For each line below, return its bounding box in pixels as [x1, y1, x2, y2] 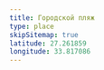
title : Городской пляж [9, 13, 95, 23]
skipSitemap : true [9, 30, 79, 39]
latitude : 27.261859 [9, 38, 88, 48]
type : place [9, 22, 54, 31]
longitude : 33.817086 [9, 47, 91, 56]
